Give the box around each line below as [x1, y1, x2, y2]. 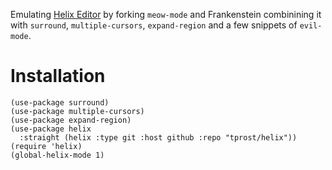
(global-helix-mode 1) [10, 150, 105, 160]
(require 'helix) [10, 141, 83, 151]
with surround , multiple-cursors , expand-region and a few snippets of [10, 19, 298, 31]
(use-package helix [10, 124, 92, 134]
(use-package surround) [10, 97, 110, 108]
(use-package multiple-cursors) [10, 106, 145, 116]
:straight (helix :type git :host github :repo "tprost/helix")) [19, 132, 298, 143]
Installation [10, 65, 106, 88]
